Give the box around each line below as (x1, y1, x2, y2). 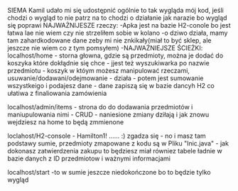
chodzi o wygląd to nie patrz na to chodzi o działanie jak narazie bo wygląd (7, 13, 227, 22)
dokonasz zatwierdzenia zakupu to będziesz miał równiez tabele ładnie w (7, 147, 222, 155)
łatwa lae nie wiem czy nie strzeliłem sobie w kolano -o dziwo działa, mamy (7, 28, 228, 37)
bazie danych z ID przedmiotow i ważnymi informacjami (7, 154, 171, 163)
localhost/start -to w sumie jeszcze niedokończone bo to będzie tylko (7, 168, 211, 176)
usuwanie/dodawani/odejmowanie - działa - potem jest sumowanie (7, 74, 204, 82)
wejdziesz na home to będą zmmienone (7, 118, 124, 126)
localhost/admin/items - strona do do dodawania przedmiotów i (7, 103, 193, 111)
